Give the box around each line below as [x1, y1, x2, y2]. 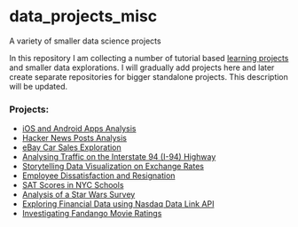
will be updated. [9, 81, 68, 91]
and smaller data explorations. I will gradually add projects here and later [9, 62, 275, 73]
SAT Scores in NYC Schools [21, 180, 124, 191]
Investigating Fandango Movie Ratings [21, 208, 162, 219]
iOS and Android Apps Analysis [21, 123, 137, 134]
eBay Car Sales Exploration [21, 142, 122, 153]
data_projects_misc [9, 6, 158, 27]
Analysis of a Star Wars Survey [21, 189, 136, 200]
